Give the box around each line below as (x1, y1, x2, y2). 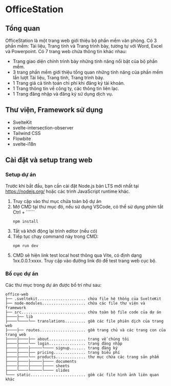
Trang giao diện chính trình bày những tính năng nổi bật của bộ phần (12, 58, 158, 64)
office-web (5, 291, 29, 297)
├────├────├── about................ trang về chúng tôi (5, 336, 130, 342)
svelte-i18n (12, 141, 36, 147)
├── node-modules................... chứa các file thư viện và (5, 301, 145, 306)
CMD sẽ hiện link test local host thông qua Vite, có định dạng (12, 252, 142, 258)
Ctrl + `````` (12, 209, 35, 215)
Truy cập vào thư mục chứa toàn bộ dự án (12, 198, 101, 204)
